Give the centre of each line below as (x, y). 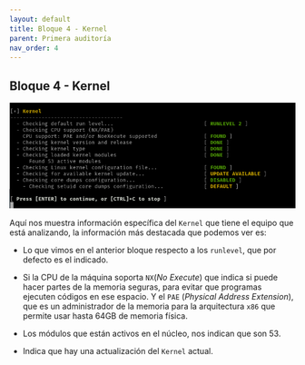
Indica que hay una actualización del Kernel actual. (118, 350)
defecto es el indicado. (65, 260)
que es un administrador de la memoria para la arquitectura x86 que (149, 306)
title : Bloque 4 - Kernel (58, 29)
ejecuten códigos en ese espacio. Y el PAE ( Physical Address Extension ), (158, 296)
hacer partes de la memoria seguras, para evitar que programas (142, 287)
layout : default (40, 19)
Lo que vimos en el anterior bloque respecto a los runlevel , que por (149, 250)
